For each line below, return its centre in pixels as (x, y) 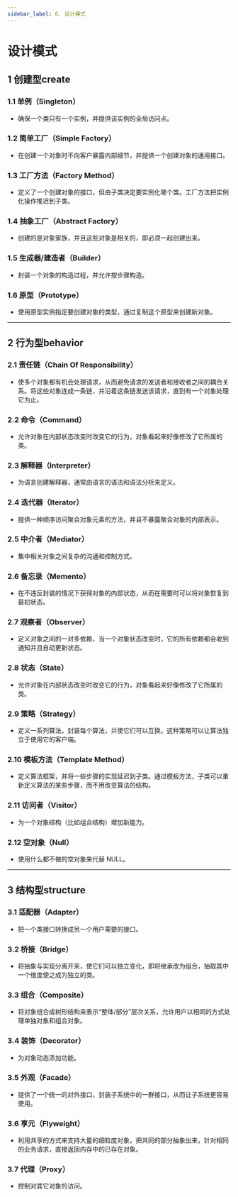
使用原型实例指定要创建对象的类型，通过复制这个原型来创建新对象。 (117, 311)
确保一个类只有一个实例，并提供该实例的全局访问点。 (95, 118)
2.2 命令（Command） (47, 419)
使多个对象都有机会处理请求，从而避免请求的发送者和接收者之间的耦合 (120, 382)
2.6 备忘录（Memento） (49, 576)
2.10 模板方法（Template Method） (68, 759)
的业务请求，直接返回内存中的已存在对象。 (80, 1149)
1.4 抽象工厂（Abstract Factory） (65, 221)
